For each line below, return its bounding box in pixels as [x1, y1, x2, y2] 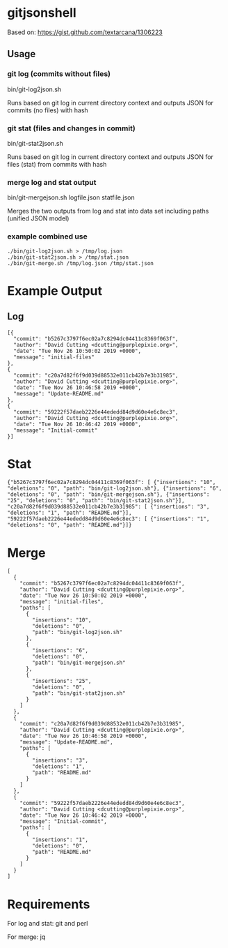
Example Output [7, 283, 103, 299]
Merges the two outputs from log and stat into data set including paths [7, 207, 209, 216]
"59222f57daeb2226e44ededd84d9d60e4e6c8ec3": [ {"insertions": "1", [7, 516, 210, 522]
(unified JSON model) [7, 214, 70, 223]
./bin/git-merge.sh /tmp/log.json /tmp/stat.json [7, 259, 154, 266]
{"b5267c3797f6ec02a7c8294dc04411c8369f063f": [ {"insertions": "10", [7, 479, 216, 486]
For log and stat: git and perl [7, 919, 88, 928]
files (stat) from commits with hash [7, 160, 107, 168]
